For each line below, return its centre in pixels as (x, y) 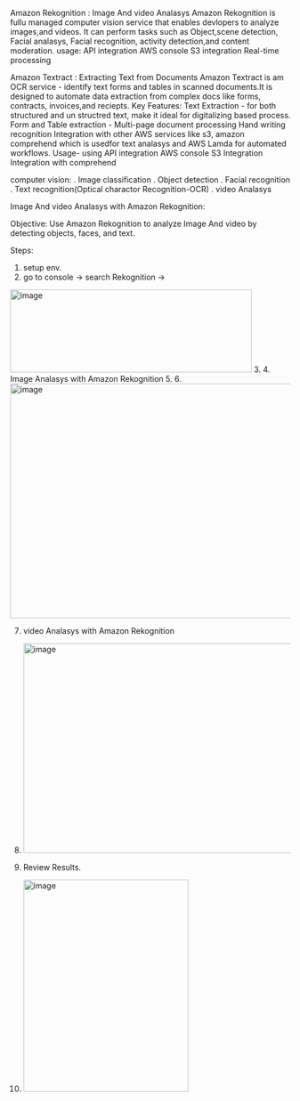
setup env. (42, 267)
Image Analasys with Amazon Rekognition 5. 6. (96, 379)
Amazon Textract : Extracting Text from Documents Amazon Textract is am (147, 77)
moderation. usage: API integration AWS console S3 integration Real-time (145, 51)
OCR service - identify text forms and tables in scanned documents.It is (141, 87)
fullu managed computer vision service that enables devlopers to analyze (145, 22)
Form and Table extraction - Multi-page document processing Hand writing (148, 125)
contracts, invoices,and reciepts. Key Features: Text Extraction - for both (143, 105)
